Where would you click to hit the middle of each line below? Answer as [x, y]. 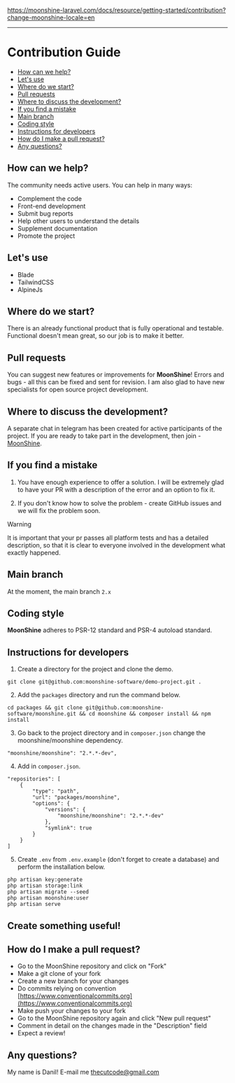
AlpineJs [30, 289]
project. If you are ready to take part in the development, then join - [104, 436]
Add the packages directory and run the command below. [99, 695]
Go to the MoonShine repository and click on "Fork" [92, 966]
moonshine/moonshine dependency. [70, 741]
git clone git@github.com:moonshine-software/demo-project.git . [104, 682]
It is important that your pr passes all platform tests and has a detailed [108, 538]
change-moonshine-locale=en [51, 18]
